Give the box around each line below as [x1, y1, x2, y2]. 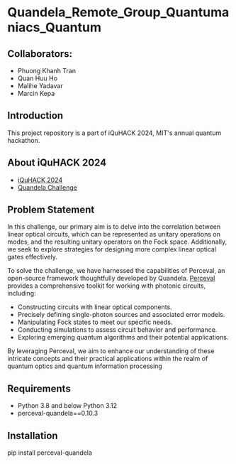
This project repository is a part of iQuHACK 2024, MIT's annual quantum [7, 129, 222, 137]
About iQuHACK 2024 [7, 157, 107, 169]
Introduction [7, 109, 64, 122]
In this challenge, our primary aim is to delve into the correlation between [7, 222, 221, 231]
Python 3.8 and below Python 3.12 [17, 401, 118, 410]
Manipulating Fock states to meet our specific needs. [17, 318, 173, 327]
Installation [7, 429, 58, 441]
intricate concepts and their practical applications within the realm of [7, 355, 208, 363]
